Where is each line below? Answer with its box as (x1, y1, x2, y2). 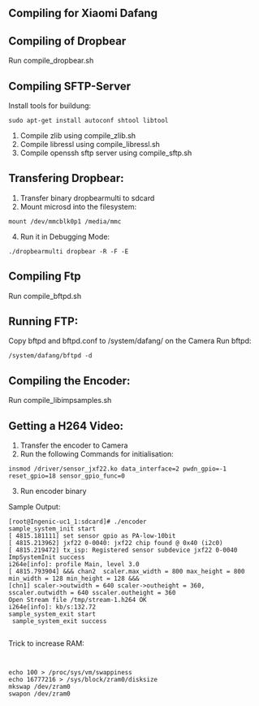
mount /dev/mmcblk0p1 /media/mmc (8, 217, 122, 226)
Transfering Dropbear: (8, 171, 124, 185)
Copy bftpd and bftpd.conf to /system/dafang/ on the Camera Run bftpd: (8, 336, 252, 346)
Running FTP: (8, 314, 79, 328)
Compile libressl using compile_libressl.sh (19, 140, 161, 149)
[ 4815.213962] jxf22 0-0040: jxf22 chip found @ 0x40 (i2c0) (8, 539, 223, 548)
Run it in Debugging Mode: (19, 232, 110, 241)
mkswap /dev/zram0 (8, 682, 71, 691)
